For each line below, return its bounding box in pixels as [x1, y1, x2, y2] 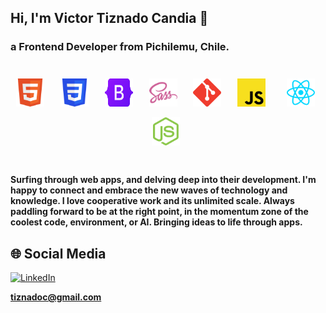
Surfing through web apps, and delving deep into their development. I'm [10, 174, 317, 186]
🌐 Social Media [10, 245, 107, 262]
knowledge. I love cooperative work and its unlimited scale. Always [10, 195, 295, 207]
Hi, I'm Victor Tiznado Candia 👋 [10, 10, 209, 27]
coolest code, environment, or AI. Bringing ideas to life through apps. [10, 216, 303, 228]
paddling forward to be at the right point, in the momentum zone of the [10, 206, 309, 218]
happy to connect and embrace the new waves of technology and [10, 184, 288, 196]
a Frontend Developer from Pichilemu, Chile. [10, 40, 230, 54]
